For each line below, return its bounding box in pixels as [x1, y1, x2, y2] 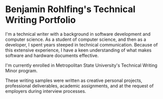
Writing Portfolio [5, 14, 76, 26]
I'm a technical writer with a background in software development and [5, 31, 151, 37]
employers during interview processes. [5, 88, 87, 94]
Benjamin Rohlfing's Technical [5, 4, 136, 15]
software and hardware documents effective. [5, 52, 99, 59]
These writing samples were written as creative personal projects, [5, 77, 142, 83]
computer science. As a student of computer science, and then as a [5, 36, 146, 42]
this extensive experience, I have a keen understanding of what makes [5, 47, 152, 53]
